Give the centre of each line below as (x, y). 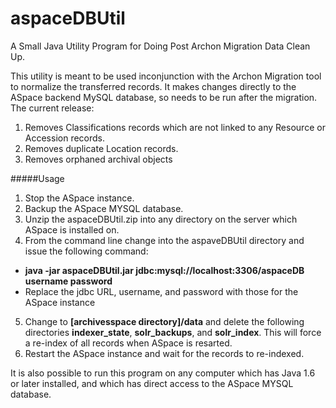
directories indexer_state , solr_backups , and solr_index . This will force (173, 332)
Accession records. (65, 138)
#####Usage (37, 178)
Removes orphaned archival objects (98, 159)
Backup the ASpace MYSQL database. (104, 208)
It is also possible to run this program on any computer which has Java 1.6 (163, 373)
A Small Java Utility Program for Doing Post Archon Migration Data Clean (160, 46)
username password (68, 281)
